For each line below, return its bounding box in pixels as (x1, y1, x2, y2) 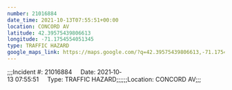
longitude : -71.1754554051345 (7, 36, 95, 43)
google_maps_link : (7, 49, 60, 56)
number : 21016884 (7, 10, 57, 17)
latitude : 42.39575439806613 (7, 29, 91, 37)
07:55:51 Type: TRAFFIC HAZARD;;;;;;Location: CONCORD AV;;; (14, 75, 202, 83)
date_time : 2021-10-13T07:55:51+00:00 (7, 17, 119, 24)
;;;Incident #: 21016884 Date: (7, 67, 96, 76)
